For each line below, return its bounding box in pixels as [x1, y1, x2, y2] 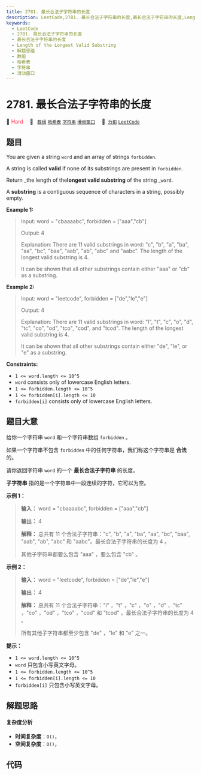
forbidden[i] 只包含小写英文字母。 [14, 681, 102, 689]
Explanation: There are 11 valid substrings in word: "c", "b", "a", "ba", [20, 241, 190, 248]
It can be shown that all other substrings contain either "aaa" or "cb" [20, 265, 190, 272]
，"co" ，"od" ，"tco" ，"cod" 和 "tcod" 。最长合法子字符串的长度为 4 [20, 609, 194, 616]
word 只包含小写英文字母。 [14, 661, 80, 668]
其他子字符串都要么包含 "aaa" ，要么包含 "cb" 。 [20, 550, 141, 558]
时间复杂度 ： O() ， [14, 733, 60, 740]
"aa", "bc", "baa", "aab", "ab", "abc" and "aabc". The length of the [20, 247, 182, 254]
